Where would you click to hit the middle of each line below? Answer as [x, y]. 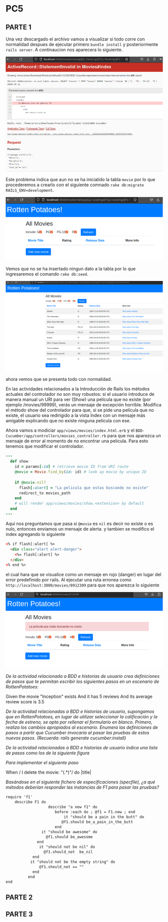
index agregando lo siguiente [35, 534]
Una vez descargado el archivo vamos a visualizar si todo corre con [75, 39]
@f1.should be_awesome [69, 837]
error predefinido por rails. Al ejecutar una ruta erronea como [69, 580]
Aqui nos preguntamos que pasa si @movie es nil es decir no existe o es [80, 523]
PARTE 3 [19, 914]
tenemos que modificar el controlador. [45, 446]
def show [19, 461]
